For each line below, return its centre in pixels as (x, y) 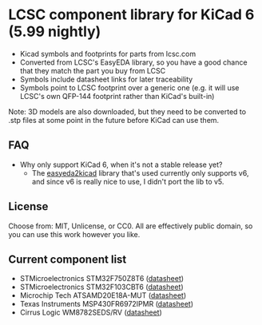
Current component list (67, 259)
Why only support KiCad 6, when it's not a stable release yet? (121, 164)
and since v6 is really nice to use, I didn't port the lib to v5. (128, 181)
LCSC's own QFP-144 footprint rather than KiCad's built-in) (117, 96)
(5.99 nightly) (55, 32)
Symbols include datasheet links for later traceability (106, 79)
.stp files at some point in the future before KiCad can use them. (114, 120)
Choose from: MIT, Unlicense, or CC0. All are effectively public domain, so (131, 226)
